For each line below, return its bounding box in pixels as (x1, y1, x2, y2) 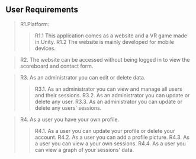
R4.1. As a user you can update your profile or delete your (34, 127, 175, 134)
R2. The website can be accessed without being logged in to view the (20, 56, 190, 63)
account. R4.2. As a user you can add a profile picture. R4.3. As (34, 133, 190, 141)
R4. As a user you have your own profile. (20, 116, 120, 123)
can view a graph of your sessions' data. (34, 146, 134, 153)
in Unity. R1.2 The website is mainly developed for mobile (34, 38, 174, 45)
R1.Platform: (20, 20, 50, 27)
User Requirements (5, 5, 78, 15)
